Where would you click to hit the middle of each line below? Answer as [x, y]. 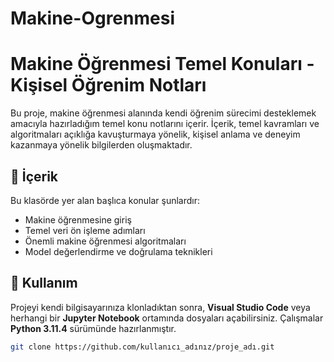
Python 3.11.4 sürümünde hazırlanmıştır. [93, 328]
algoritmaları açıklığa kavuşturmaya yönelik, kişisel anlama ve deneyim [155, 134]
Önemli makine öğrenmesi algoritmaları [105, 241]
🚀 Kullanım [44, 283]
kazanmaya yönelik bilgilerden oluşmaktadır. [101, 145]
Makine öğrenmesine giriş [78, 219]
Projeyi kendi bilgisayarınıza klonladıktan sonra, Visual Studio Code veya [160, 307]
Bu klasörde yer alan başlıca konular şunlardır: [105, 200]
